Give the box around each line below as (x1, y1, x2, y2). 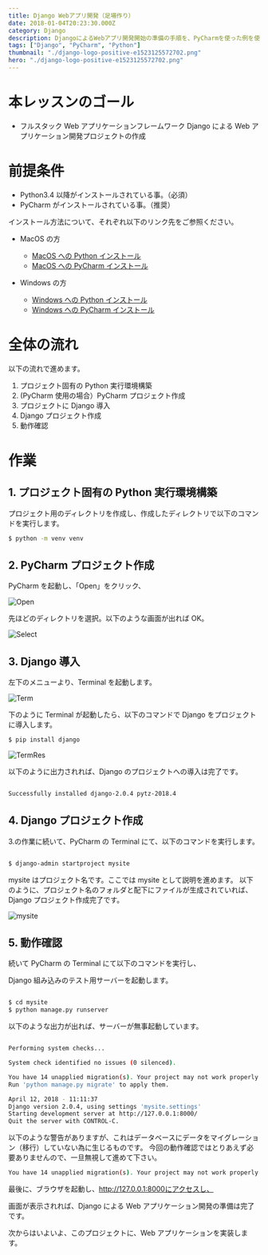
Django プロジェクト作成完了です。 (8, 895, 124, 904)
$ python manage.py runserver (8, 1006, 109, 1015)
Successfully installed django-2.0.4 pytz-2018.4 (8, 790, 177, 798)
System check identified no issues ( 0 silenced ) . (8, 1059, 177, 1067)
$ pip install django (8, 736, 81, 744)
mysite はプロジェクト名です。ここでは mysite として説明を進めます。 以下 (8, 875, 254, 884)
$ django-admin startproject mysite (8, 860, 130, 868)
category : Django (8, 26, 66, 34)
